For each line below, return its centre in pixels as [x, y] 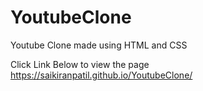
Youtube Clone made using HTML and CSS [99, 45]
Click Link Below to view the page [80, 64]
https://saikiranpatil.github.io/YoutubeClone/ [101, 75]
